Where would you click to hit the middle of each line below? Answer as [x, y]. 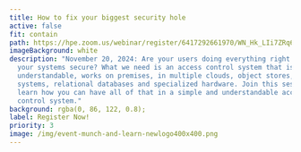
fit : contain [34, 34]
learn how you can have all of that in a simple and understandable [148, 92]
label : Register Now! [50, 117]
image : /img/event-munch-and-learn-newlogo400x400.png [114, 134]
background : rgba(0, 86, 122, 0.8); [77, 109]
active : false [36, 26]
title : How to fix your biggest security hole [98, 17]
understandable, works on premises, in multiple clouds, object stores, [156, 76]
